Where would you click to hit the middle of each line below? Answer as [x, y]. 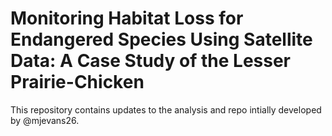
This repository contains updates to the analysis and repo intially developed [166, 109]
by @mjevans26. [45, 120]
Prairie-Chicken [77, 82]
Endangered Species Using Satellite [161, 39]
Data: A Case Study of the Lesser [151, 61]
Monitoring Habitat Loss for [127, 18]
